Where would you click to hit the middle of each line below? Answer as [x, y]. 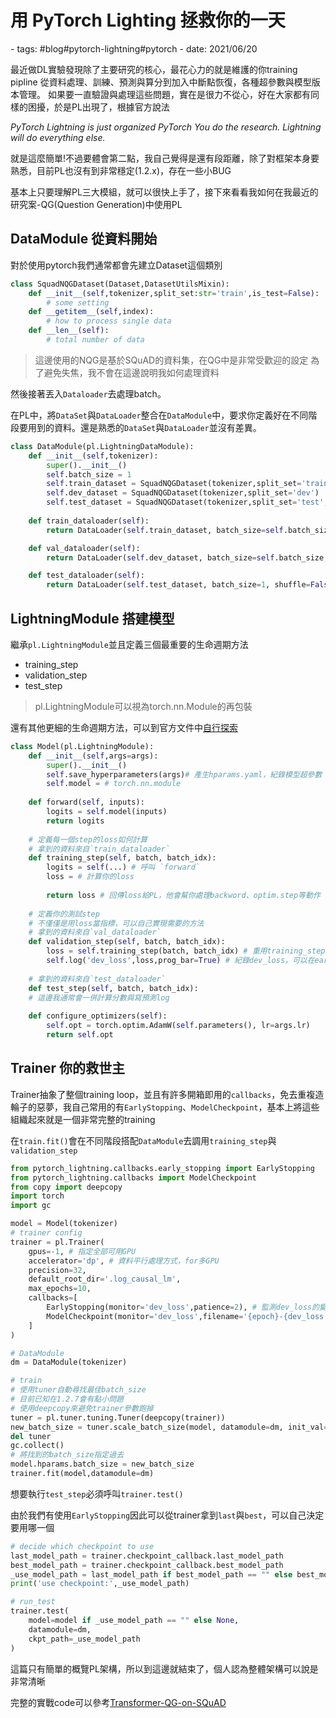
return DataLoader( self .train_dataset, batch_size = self [165, 530]
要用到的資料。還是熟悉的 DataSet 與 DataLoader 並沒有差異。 [140, 427]
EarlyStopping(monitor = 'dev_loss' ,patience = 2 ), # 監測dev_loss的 [183, 1307]
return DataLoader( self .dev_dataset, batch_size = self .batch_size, [187, 557]
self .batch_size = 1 [89, 474]
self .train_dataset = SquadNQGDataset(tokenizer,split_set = [174, 484]
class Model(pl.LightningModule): [82, 746]
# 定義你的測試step [64, 914]
